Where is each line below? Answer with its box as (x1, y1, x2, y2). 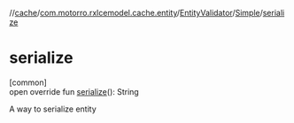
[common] (9, 77, 47, 88)
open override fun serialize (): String (9, 86, 139, 96)
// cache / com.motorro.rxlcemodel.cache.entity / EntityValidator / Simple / (9, 8, 263, 18)
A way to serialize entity (9, 104, 97, 114)
